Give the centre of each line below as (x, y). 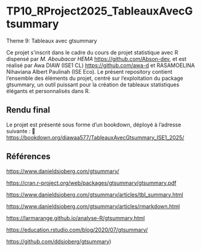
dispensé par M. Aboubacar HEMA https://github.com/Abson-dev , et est (97, 59)
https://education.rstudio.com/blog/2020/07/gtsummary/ (77, 230)
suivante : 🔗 (21, 131)
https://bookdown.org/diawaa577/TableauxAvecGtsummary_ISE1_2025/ (95, 137)
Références (28, 156)
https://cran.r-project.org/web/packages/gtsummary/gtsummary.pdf (91, 183)
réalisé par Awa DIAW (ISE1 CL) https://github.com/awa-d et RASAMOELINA (101, 65)
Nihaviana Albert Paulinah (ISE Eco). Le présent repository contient (89, 71)
